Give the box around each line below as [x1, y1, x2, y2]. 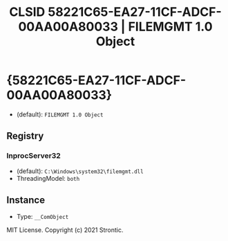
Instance [6, 195, 46, 206]
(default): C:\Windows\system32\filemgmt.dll [16, 167, 144, 175]
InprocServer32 [6, 151, 61, 161]
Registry [6, 130, 44, 142]
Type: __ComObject [16, 213, 69, 221]
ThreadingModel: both [16, 174, 80, 182]
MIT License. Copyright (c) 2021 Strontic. [6, 226, 124, 234]
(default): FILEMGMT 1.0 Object [16, 110, 104, 118]
